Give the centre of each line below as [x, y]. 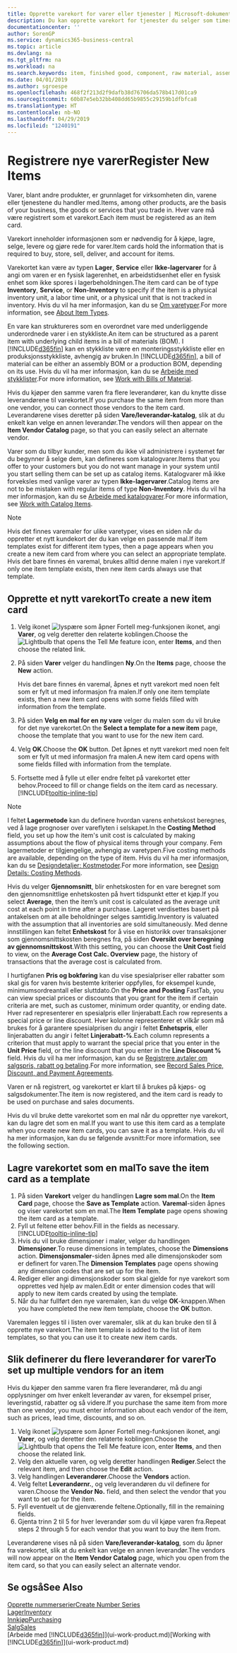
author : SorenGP [31, 34]
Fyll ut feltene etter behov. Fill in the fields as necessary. [98, 1226]
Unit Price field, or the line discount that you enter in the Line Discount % [114, 1051]
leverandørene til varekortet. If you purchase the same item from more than [116, 400]
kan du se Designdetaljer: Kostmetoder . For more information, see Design [113, 865]
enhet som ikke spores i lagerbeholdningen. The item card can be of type [113, 283]
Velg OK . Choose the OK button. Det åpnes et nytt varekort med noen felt [123, 749]
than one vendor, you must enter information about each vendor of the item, [117, 1410]
